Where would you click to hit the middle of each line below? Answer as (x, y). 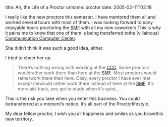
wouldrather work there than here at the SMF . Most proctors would (87, 73)
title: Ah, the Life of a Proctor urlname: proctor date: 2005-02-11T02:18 (79, 7)
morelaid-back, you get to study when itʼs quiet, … (70, 89)
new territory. (19, 119)
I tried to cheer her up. (29, 58)
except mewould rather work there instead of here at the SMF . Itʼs (86, 83)
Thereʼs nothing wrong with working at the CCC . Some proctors (83, 68)
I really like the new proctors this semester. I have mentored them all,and (80, 17)
